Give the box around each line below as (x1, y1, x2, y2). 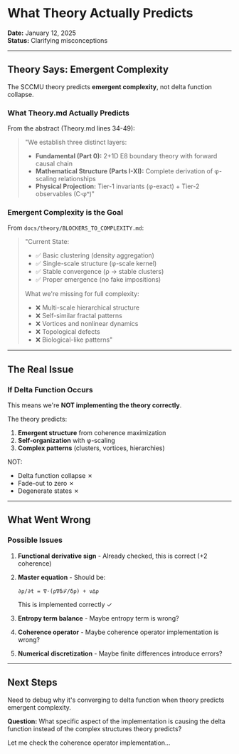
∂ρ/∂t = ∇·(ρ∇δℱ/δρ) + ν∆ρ (17, 587, 100, 595)
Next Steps (7, 676, 58, 689)
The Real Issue (7, 363, 74, 375)
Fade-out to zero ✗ (17, 479, 75, 488)
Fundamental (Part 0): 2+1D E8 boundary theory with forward (35, 152, 218, 161)
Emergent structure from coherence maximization (17, 429, 166, 437)
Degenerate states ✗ (17, 486, 80, 495)
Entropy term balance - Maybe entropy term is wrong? (17, 613, 179, 622)
